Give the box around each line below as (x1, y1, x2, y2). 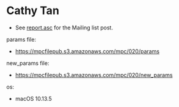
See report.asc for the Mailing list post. (15, 24, 113, 31)
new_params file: (6, 59, 49, 67)
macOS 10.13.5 (15, 95, 52, 102)
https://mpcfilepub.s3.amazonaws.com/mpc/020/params (15, 47, 160, 55)
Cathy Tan (6, 4, 60, 18)
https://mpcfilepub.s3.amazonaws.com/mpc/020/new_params (15, 71, 173, 78)
